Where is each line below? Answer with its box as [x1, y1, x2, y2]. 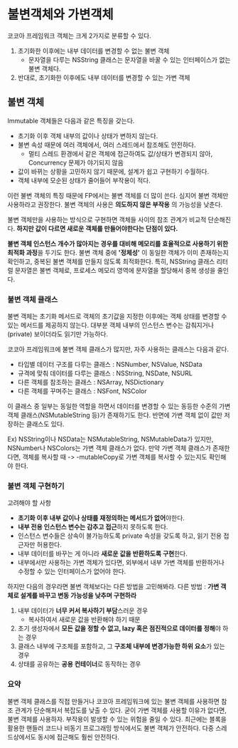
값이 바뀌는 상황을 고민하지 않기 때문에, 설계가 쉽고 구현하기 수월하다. [17, 167, 210, 175]
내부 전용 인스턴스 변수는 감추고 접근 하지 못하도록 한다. [17, 523, 168, 531]
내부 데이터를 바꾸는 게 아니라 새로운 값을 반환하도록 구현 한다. [17, 549, 188, 558]
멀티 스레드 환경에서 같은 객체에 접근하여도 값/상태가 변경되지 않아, [28, 149, 213, 157]
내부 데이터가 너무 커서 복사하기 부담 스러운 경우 [17, 606, 148, 615]
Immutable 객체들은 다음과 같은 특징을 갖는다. [7, 116, 135, 125]
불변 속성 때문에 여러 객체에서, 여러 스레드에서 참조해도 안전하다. [17, 140, 197, 149]
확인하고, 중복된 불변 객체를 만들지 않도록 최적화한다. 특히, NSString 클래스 [7, 257, 215, 266]
